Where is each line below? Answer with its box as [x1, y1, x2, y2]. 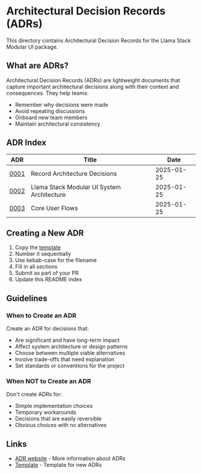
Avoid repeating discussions [14, 107, 85, 115]
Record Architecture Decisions [31, 169, 117, 178]
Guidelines [6, 293, 47, 303]
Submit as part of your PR [14, 269, 79, 277]
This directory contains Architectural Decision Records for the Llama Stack [6, 37, 191, 44]
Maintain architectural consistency [14, 120, 100, 127]
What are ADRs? [6, 61, 69, 71]
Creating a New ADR [6, 228, 84, 238]
